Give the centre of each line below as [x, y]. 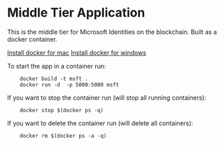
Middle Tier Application [76, 13]
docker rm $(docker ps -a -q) [63, 136]
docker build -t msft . [54, 79]
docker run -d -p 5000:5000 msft [69, 84]
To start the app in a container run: [57, 66]
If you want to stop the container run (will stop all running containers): [107, 98]
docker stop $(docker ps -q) [62, 110]
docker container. [32, 39]
